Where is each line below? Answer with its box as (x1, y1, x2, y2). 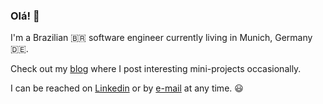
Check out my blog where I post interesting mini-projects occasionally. (10, 63, 302, 75)
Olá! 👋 (10, 9, 40, 23)
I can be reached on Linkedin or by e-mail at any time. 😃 (10, 82, 244, 94)
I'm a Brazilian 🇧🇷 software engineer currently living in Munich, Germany (10, 32, 313, 44)
